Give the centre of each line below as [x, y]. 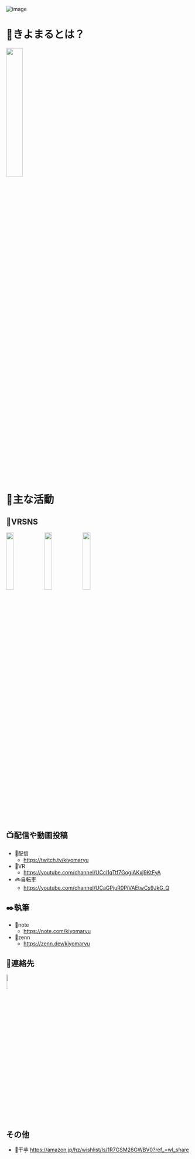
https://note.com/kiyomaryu [57, 931]
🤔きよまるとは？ [45, 35]
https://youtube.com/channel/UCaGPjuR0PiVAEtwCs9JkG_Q [96, 888]
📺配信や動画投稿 [37, 835]
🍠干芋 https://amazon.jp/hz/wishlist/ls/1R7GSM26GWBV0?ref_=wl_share [102, 1150]
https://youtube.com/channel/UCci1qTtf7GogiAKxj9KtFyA [92, 872]
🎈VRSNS [22, 521]
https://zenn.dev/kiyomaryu [57, 943]
